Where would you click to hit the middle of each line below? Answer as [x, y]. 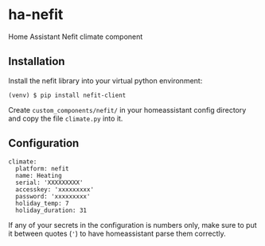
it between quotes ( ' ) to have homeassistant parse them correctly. [117, 233]
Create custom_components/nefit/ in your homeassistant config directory [127, 110]
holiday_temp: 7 [42, 203]
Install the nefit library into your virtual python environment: [105, 80]
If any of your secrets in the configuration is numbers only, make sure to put [132, 225]
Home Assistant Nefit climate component [76, 37]
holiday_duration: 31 [51, 210]
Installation [37, 61]
